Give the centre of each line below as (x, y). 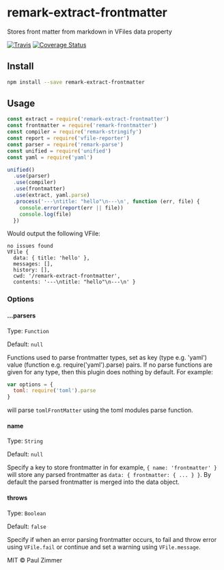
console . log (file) (45, 214)
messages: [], (33, 264)
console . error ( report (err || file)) (72, 208)
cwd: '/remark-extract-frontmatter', (67, 276)
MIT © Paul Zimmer (35, 560)
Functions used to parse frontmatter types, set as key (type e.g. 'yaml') (107, 357)
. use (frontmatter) (40, 189)
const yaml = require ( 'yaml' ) (50, 157)
